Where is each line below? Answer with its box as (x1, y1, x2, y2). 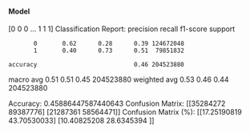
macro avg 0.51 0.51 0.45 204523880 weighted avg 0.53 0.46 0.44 (8, 75, 230, 84)
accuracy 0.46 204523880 (8, 61, 184, 69)
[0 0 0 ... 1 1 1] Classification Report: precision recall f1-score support (8, 24, 236, 34)
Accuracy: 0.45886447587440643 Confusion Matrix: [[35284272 (8, 99, 226, 108)
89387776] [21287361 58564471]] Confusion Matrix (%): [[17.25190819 (8, 107, 242, 117)
